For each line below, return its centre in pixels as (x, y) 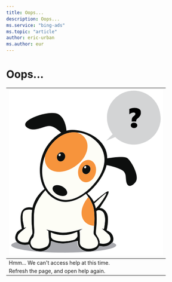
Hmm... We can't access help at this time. (59, 262)
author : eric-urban (30, 38)
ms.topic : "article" (32, 32)
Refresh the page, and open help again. (57, 271)
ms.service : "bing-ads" (36, 25)
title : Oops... (25, 13)
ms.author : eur (25, 44)
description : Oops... (33, 19)
